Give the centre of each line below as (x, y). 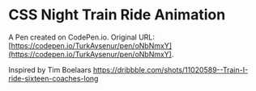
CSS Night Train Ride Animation (117, 15)
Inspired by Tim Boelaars (50, 69)
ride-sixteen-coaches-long (53, 78)
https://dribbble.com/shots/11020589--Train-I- (171, 69)
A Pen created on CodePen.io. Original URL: (82, 37)
